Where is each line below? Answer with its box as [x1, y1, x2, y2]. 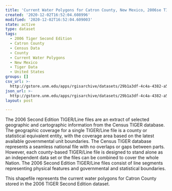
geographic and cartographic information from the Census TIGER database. [5, 122, 165, 128]
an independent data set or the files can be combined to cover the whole [5, 155, 159, 161]
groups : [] [5, 74, 29, 79]
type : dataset [5, 27, 36, 32]
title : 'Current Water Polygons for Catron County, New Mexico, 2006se [5, 7, 161, 13]
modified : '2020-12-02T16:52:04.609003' [5, 17, 93, 22]
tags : [5, 31, 17, 36]
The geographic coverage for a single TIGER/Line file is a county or [5, 128, 147, 134]
